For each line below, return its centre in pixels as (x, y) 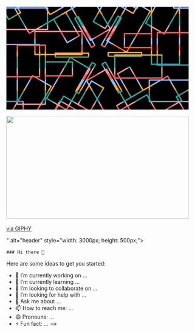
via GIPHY (19, 228)
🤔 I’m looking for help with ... (51, 295)
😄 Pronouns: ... (35, 317)
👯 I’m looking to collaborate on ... (56, 288)
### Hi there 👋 (26, 252)
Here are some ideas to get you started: (56, 263)
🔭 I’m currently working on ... (51, 275)
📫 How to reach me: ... (44, 308)
